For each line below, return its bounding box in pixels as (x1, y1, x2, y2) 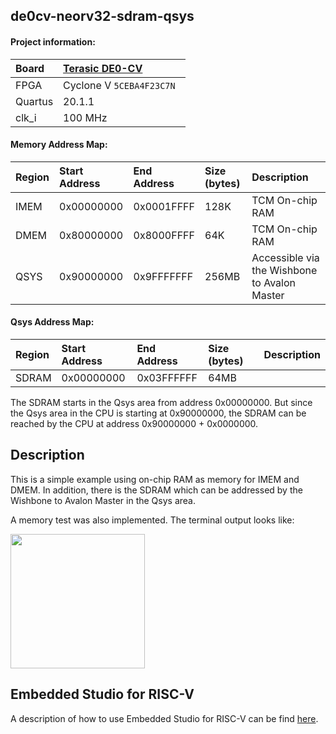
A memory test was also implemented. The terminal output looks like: (10, 514, 295, 526)
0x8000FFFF (133, 228, 195, 242)
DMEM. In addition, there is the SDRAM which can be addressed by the (10, 484, 303, 496)
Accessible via (251, 250, 320, 264)
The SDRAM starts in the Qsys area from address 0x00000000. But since (10, 397, 313, 408)
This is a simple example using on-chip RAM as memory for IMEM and (10, 473, 300, 485)
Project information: (10, 35, 96, 48)
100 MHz (63, 110, 108, 124)
